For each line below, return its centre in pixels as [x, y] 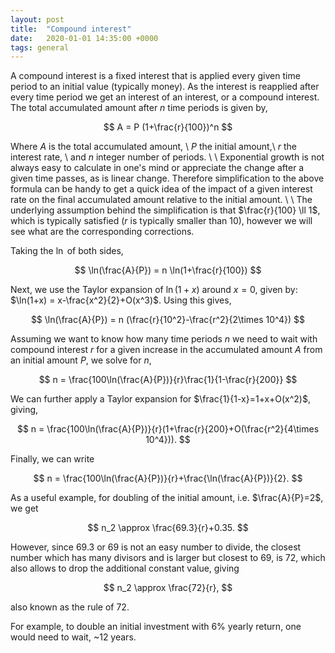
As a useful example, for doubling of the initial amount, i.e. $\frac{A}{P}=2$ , [167, 498]
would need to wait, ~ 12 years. [73, 637]
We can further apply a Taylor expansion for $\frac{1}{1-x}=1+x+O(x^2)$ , [160, 399]
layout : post [37, 19]
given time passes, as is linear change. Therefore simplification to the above [167, 178]
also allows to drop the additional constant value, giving [125, 568]
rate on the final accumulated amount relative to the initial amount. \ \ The [161, 200]
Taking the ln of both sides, [67, 251]
